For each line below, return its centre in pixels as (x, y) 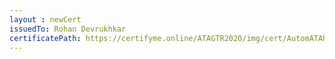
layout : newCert (45, 19)
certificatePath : (45, 38)
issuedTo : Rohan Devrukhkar (68, 29)
